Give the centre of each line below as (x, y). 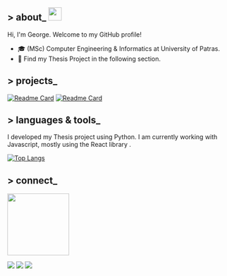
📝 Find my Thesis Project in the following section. (89, 59)
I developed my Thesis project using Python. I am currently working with (112, 137)
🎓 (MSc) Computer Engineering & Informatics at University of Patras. (119, 48)
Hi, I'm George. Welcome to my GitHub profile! (75, 34)
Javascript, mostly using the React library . (69, 145)
